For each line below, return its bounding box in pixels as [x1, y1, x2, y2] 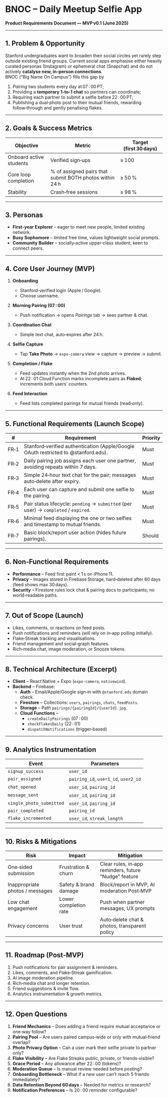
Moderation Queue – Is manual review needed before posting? [12, 1065, 142, 1071]
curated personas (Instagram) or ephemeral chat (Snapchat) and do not [5, 63, 153, 69]
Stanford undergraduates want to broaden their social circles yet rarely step [5, 53, 161, 59]
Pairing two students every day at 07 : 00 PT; [12, 84, 104, 90]
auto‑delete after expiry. [23, 478, 80, 485]
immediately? [12, 1076, 40, 1082]
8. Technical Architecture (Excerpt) [5, 665, 117, 674]
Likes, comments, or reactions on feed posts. [12, 624, 106, 631]
